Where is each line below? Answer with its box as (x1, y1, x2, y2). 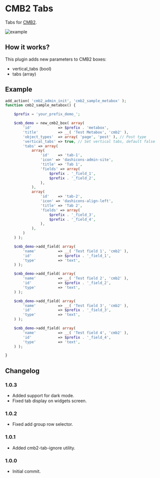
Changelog (5, 367, 40, 375)
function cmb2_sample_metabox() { (5, 103, 76, 108)
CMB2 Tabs (5, 3, 53, 14)
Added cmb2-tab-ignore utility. (12, 444, 75, 451)
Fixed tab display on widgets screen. (12, 398, 87, 404)
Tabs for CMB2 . (5, 19, 37, 25)
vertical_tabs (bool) (12, 66, 52, 71)
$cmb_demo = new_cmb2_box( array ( (14, 121, 85, 126)
